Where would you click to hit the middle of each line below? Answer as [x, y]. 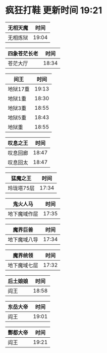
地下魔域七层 [23, 265]
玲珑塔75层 [21, 188]
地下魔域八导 [23, 239]
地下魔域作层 [23, 214]
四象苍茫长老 [23, 53]
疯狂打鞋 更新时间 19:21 [54, 10]
